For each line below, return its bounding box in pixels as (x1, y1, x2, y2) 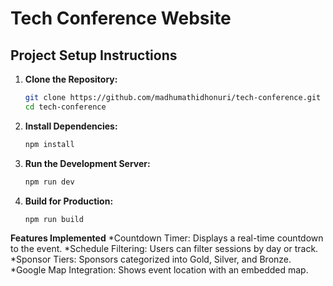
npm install (24, 139, 75, 149)
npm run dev (24, 177, 75, 187)
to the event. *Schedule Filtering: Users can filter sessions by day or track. (10, 243, 319, 255)
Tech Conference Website (10, 7, 232, 30)
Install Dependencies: (24, 120, 118, 132)
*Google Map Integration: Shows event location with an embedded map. (10, 264, 309, 276)
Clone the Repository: (24, 73, 118, 85)
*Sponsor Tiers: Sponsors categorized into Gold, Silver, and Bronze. (10, 253, 292, 266)
